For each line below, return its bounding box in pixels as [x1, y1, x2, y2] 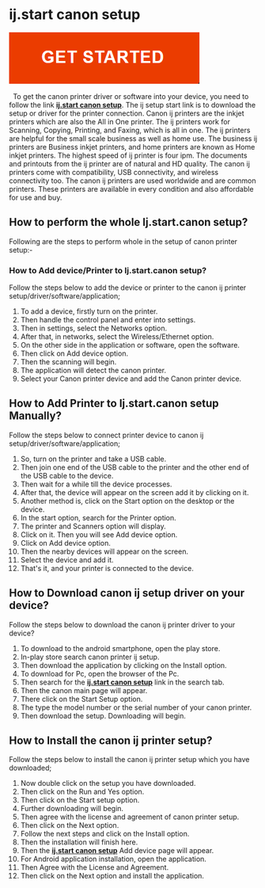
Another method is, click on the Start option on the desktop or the [20, 496, 235, 505]
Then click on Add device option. [20, 349, 129, 358]
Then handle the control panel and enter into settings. [20, 315, 196, 325]
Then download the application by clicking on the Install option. [20, 660, 228, 670]
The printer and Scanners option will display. [20, 521, 166, 531]
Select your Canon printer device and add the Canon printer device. [20, 374, 242, 383]
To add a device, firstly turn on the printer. [20, 307, 158, 316]
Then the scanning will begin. [20, 357, 117, 367]
